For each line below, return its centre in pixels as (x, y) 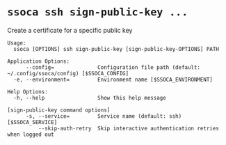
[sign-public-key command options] (59, 110)
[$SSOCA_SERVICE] (32, 122)
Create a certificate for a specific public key (70, 30)
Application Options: (39, 61)
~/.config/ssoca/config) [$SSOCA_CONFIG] (68, 73)
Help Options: (28, 92)
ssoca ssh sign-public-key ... (98, 12)
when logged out (31, 135)
